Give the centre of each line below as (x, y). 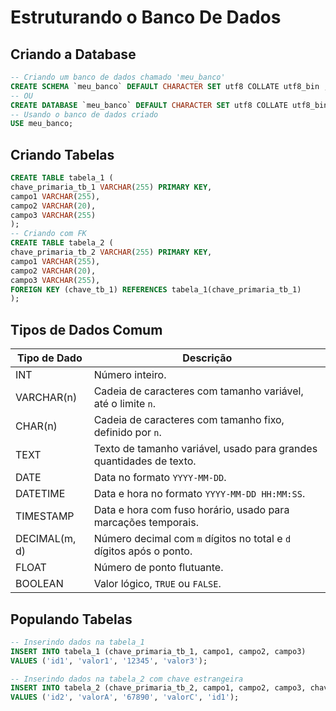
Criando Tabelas (62, 154)
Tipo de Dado (49, 358)
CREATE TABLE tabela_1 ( (62, 178)
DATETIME (40, 494)
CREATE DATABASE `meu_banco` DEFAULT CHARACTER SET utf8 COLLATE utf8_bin (169, 105)
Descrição (207, 358)
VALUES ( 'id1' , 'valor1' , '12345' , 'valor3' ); (109, 661)
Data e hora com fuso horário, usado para (191, 510)
